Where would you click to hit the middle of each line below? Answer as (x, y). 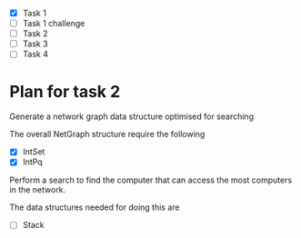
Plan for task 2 (65, 91)
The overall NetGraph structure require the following (107, 134)
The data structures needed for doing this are (95, 207)
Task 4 (35, 55)
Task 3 (35, 44)
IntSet (34, 152)
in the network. (38, 190)
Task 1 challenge (54, 24)
